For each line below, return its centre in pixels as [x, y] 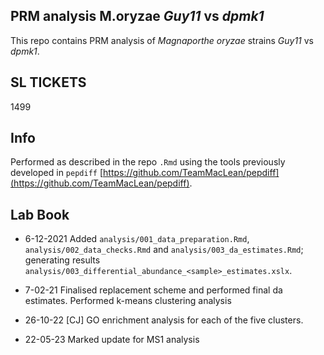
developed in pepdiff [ [57, 173]
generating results [62, 260]
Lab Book [40, 214]
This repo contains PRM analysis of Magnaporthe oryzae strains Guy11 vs [162, 40]
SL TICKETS [48, 82]
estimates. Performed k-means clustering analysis [128, 301]
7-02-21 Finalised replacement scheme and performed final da [153, 290]
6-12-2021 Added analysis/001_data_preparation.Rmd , [137, 239]
